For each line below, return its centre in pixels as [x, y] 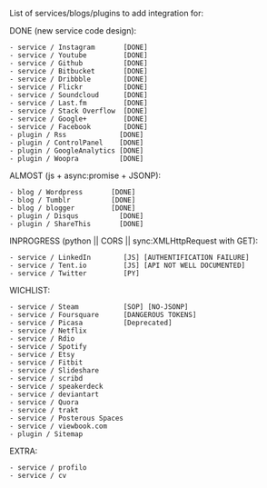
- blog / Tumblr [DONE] [73, 200]
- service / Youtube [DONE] [79, 55]
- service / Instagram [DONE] [79, 47]
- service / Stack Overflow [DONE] [79, 111]
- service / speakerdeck [56, 386]
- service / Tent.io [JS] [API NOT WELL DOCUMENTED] [128, 265]
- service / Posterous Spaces [67, 418]
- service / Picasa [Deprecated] [91, 323]
